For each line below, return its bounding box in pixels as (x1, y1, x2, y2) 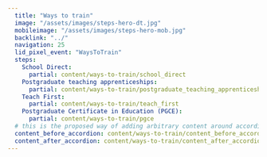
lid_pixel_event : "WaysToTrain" (14, 48, 123, 56)
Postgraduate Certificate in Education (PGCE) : (22, 108, 183, 116)
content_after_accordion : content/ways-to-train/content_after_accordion (14, 136, 265, 145)
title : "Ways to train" (14, 11, 93, 20)
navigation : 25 (14, 41, 65, 49)
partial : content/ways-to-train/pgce (28, 115, 155, 123)
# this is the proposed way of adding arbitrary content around (14, 122, 233, 130)
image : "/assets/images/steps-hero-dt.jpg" (14, 19, 161, 27)
